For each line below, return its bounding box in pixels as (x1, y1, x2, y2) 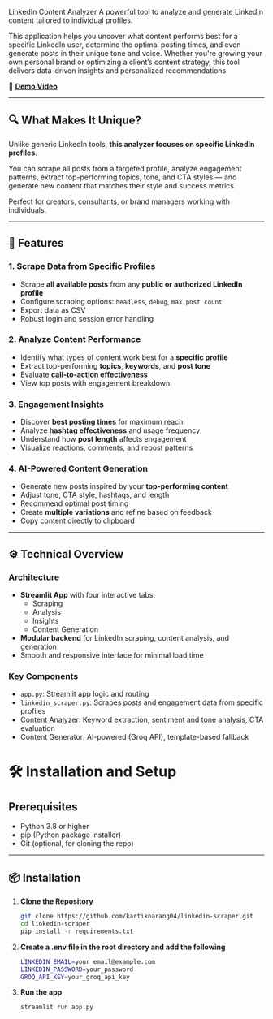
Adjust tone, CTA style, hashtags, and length (19, 490, 170, 500)
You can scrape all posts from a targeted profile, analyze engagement (8, 163, 242, 173)
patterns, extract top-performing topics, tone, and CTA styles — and (8, 172, 237, 182)
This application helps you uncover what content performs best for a (8, 32, 238, 41)
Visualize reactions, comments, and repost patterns (19, 443, 193, 453)
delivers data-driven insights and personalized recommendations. (8, 66, 229, 76)
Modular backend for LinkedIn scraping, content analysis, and (19, 633, 230, 643)
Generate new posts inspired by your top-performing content (19, 481, 229, 491)
